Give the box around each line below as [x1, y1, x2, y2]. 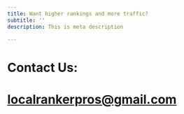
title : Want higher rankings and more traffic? [7, 10, 149, 17]
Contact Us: [7, 59, 78, 76]
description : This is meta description [7, 23, 124, 30]
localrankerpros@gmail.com [7, 92, 177, 107]
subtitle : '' [7, 17, 45, 24]
